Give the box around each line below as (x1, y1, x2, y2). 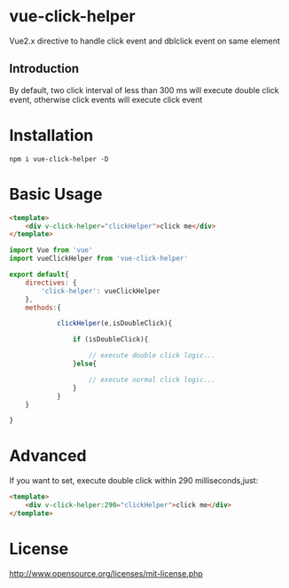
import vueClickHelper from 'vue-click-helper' (9, 255, 189, 263)
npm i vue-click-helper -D (9, 154, 109, 163)
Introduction (9, 61, 80, 76)
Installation (9, 125, 94, 145)
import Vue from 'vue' (9, 246, 93, 255)
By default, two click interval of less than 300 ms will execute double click (9, 84, 279, 95)
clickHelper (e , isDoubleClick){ (56, 319, 173, 328)
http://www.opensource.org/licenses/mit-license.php (9, 568, 204, 578)
